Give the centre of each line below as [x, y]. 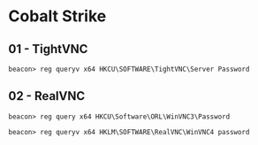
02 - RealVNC [47, 96]
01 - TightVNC [48, 49]
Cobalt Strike [57, 16]
